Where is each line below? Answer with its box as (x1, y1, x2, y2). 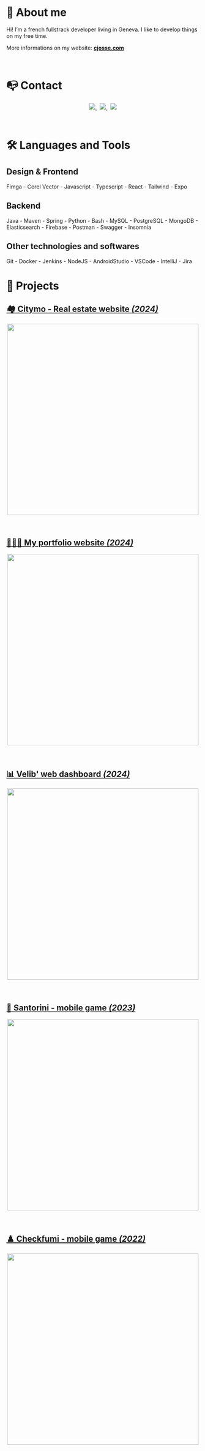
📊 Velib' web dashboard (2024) (6, 769, 130, 779)
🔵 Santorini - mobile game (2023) (6, 1002, 136, 1013)
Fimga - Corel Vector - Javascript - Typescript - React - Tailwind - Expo (6, 183, 188, 190)
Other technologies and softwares (6, 241, 140, 252)
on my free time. (6, 32, 48, 39)
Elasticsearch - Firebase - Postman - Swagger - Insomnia (6, 223, 152, 231)
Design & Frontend (6, 166, 78, 177)
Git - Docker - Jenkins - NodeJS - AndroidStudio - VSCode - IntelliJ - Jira (6, 257, 193, 265)
